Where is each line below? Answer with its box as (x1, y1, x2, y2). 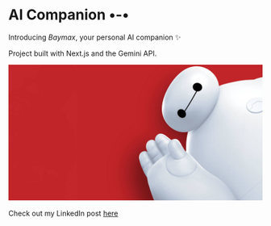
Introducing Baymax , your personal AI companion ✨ (8, 32, 181, 42)
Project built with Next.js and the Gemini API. (8, 48, 157, 58)
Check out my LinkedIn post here (8, 208, 119, 218)
